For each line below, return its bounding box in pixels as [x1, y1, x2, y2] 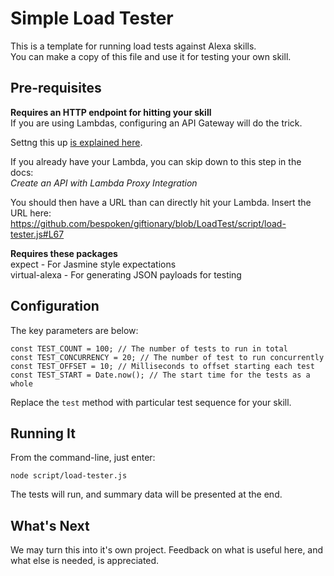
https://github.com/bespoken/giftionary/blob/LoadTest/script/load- [10, 217, 287, 229]
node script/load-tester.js [10, 471, 128, 481]
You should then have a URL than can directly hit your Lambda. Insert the [10, 196, 312, 208]
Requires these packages [10, 247, 118, 259]
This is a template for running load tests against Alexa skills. [10, 40, 257, 52]
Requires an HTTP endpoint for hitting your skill [10, 106, 212, 118]
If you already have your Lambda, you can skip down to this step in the [10, 155, 302, 167]
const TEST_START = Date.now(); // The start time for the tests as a [10, 370, 311, 380]
